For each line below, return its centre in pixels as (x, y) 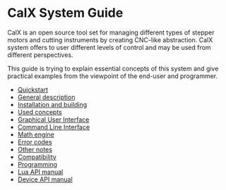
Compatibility (37, 157)
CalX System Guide (65, 13)
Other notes (35, 149)
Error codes (35, 141)
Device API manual (45, 179)
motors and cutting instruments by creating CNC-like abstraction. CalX (110, 39)
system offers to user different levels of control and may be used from (109, 47)
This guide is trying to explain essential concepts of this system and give (113, 68)
